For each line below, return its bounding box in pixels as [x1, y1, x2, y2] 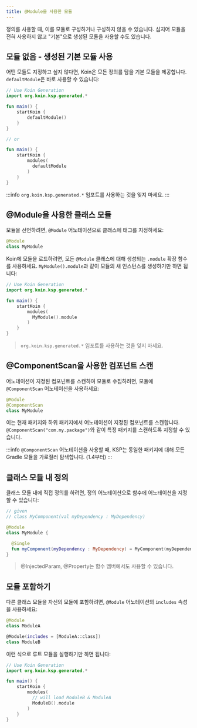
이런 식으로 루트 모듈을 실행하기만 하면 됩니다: [6, 650, 111, 657]
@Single [11, 540, 30, 546]
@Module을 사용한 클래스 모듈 [6, 210, 112, 220]
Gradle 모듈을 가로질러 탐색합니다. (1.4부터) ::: [6, 454, 113, 461]
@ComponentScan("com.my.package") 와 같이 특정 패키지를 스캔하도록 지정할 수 [6, 426, 184, 433]
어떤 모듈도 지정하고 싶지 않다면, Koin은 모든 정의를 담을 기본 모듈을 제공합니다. [6, 68, 187, 75]
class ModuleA [6, 623, 41, 629]
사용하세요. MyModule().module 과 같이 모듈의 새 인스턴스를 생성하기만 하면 [12, 262, 182, 270]
